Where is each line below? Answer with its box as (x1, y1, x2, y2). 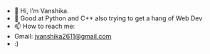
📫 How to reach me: (14, 22, 75, 30)
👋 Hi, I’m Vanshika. (14, 7, 69, 15)
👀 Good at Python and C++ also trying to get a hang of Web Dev (14, 14, 203, 22)
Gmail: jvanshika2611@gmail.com (14, 32, 112, 40)
